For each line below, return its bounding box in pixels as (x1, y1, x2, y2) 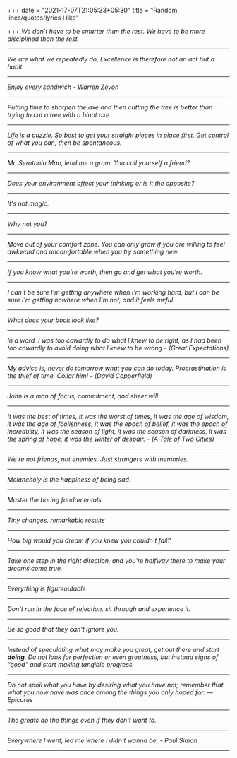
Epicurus (7, 696, 33, 704)
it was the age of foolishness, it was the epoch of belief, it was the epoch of (7, 420, 228, 428)
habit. (7, 63, 25, 71)
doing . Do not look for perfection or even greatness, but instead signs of (7, 653, 219, 661)
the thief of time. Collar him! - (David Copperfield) (7, 372, 153, 380)
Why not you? (7, 220, 48, 228)
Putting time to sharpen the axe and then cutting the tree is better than (7, 103, 213, 112)
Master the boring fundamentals (7, 496, 102, 504)
